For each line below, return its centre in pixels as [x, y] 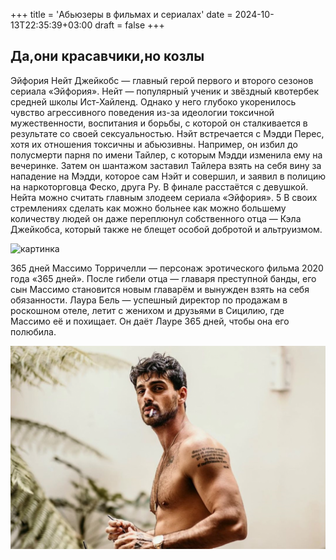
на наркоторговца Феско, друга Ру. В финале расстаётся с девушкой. [159, 186]
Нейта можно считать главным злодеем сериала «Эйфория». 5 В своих [164, 197]
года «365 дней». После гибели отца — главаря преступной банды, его [163, 278]
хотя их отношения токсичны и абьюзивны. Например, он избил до [154, 144]
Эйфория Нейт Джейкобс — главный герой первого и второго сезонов [162, 80]
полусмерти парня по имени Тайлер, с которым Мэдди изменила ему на [166, 155]
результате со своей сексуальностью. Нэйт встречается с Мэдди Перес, [167, 133]
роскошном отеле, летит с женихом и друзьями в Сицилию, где [147, 310]
